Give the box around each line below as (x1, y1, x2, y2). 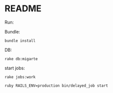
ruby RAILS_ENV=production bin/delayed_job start (4, 83, 109, 88)
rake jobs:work (4, 74, 36, 79)
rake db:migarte (4, 56, 38, 62)
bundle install (4, 38, 36, 43)
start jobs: (4, 65, 25, 71)
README (4, 3, 42, 14)
